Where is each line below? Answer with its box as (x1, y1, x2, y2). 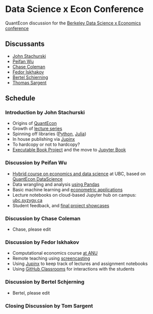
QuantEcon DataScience (12, 176, 63, 182)
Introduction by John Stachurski (5, 109, 85, 116)
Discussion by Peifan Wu (5, 159, 67, 166)
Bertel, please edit (12, 290, 50, 296)
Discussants (5, 40, 45, 48)
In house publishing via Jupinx (12, 136, 75, 142)
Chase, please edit (12, 226, 51, 233)
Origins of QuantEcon (12, 120, 57, 126)
